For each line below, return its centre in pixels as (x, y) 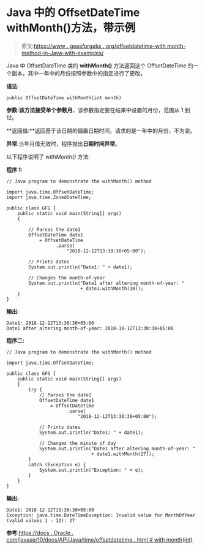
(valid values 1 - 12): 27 (41, 521)
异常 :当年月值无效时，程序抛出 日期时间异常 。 (64, 143)
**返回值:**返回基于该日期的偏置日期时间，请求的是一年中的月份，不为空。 (101, 131)
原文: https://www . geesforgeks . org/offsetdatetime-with (94, 46)
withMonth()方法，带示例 (71, 28)
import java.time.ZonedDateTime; (49, 197)
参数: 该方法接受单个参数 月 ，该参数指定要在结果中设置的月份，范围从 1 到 (99, 110)
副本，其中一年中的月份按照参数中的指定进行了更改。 (78, 73)
